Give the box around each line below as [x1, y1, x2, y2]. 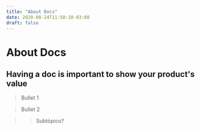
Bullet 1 [20, 94, 39, 101]
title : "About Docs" [6, 8, 58, 15]
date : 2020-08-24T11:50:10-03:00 [6, 14, 90, 20]
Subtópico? [35, 117, 64, 125]
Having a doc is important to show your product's [6, 69, 195, 79]
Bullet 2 [20, 106, 40, 113]
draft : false [6, 20, 39, 26]
